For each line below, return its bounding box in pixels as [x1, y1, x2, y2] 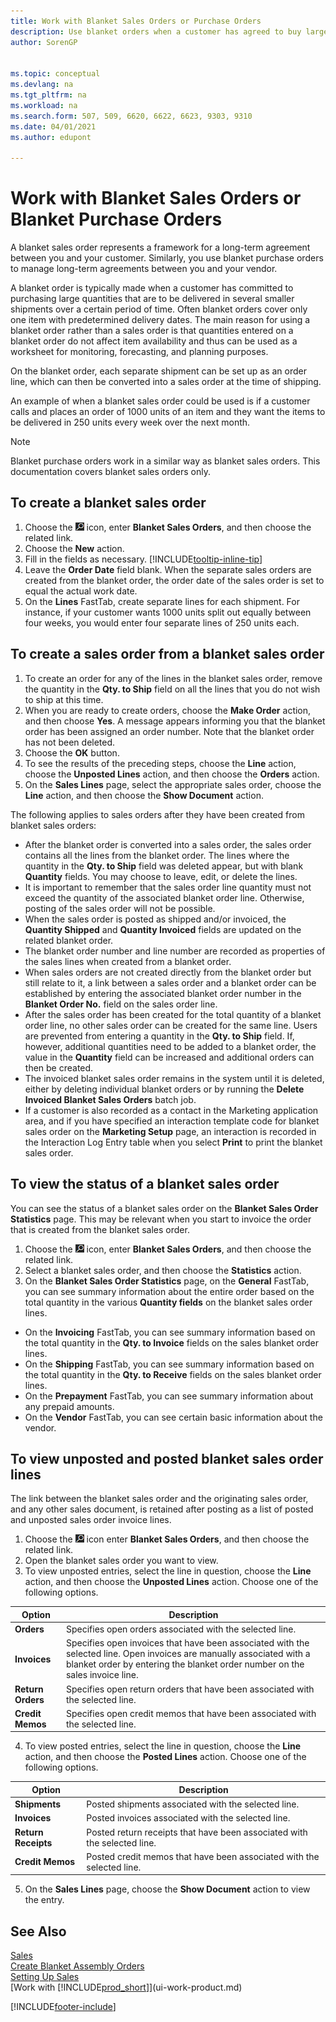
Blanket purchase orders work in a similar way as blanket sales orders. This [10, 455, 321, 467]
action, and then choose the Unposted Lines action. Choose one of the [24, 1576, 319, 1588]
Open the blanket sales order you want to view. [24, 1555, 219, 1567]
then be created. [24, 1061, 94, 1074]
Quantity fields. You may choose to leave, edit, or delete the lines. [24, 870, 298, 882]
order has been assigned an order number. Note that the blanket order [24, 725, 315, 737]
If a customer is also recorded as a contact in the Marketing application [24, 1104, 319, 1116]
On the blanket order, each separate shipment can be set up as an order [10, 365, 307, 377]
